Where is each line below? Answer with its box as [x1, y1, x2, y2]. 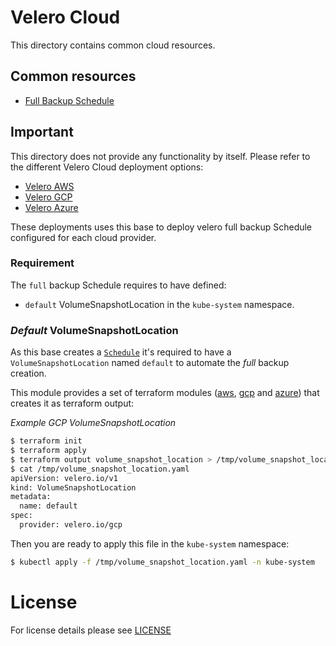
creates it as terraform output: [10, 397, 135, 410]
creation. [10, 367, 47, 380]
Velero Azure [24, 201, 79, 213]
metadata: [10, 492, 52, 502]
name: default [19, 501, 78, 511]
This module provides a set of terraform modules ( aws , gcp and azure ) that [10, 387, 320, 399]
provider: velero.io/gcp [19, 520, 123, 530]
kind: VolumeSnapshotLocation [10, 482, 137, 493]
